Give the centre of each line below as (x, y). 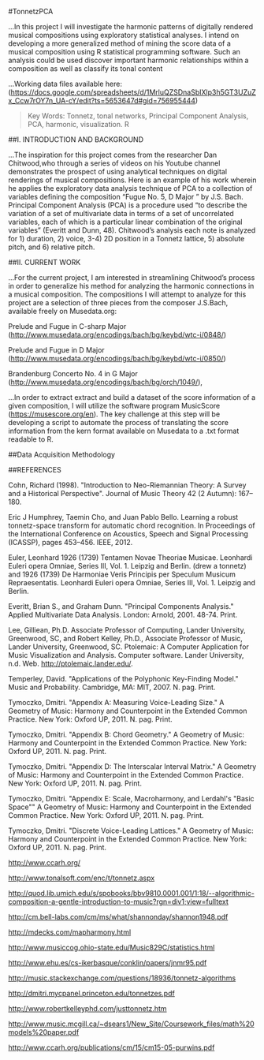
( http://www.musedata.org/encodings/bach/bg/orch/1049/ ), (106, 382)
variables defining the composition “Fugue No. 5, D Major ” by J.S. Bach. (126, 197)
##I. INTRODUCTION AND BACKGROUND (76, 140)
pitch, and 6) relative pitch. (52, 247)
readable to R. (31, 439)
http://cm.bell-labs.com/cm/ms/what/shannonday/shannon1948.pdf (118, 917)
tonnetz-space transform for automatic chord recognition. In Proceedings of (132, 525)
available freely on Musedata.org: (62, 311)
